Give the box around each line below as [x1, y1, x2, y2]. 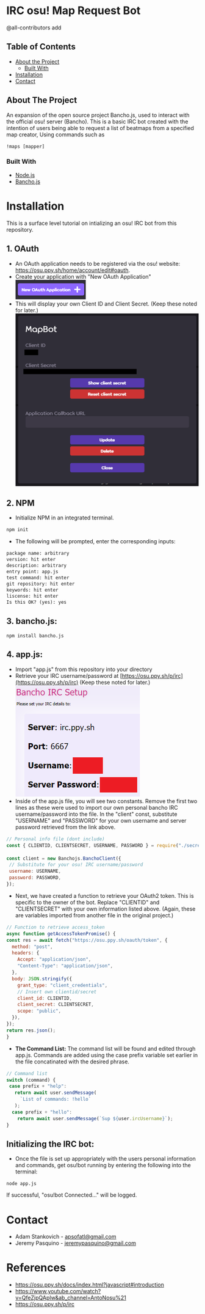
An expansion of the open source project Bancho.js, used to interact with [6, 111, 190, 119]
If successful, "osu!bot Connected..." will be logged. [6, 1191, 137, 1198]
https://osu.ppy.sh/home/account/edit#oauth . [15, 266, 131, 274]
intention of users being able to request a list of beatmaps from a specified [6, 124, 194, 131]
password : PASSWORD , [9, 875, 62, 881]
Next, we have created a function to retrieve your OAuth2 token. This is [15, 892, 194, 899]
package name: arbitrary [6, 551, 70, 557]
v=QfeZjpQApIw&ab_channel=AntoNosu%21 [15, 1294, 126, 1302]
